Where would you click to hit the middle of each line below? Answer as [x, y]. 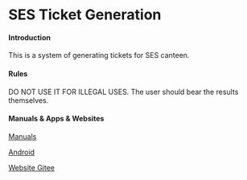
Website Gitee [31, 167]
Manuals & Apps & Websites [56, 119]
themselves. [29, 100]
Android [21, 152]
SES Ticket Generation [85, 15]
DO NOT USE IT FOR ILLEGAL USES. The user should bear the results [123, 92]
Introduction [29, 37]
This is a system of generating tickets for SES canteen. [99, 55]
